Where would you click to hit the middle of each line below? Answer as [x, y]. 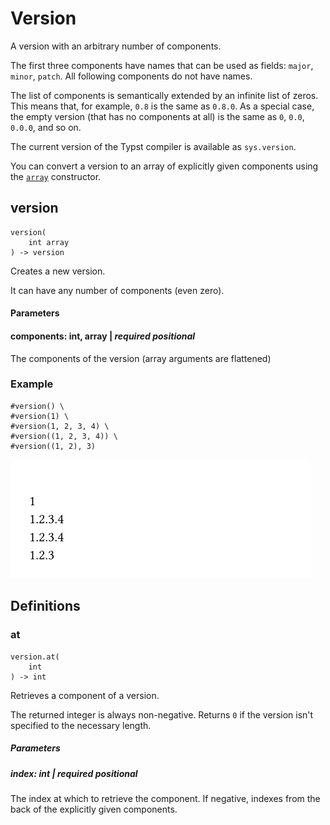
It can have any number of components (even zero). [117, 290]
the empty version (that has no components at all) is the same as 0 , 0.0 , [157, 116]
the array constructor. [56, 176]
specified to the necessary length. [81, 725]
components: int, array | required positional [103, 336]
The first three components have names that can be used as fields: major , [162, 65]
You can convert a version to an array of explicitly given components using [164, 166]
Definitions [45, 606]
